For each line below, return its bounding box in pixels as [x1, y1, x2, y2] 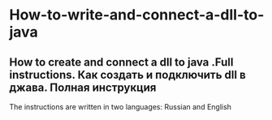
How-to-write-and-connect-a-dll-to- [9, 6, 265, 24]
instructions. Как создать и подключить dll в [9, 67, 246, 82]
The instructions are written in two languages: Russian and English [9, 102, 232, 111]
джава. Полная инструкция [9, 80, 157, 94]
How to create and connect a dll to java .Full [9, 55, 234, 69]
